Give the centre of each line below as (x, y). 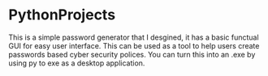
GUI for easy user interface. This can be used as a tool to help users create (134, 45)
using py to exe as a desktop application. (77, 63)
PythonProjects (62, 15)
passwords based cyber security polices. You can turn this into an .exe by (132, 54)
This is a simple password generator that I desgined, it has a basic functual (134, 37)
